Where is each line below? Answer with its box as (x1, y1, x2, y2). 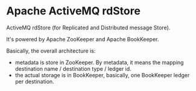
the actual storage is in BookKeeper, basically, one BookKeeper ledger (14, 71, 190, 78)
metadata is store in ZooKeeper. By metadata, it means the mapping (14, 59, 184, 66)
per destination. (14, 78, 54, 85)
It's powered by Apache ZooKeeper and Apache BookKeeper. (6, 35, 159, 43)
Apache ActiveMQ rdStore (6, 4, 141, 18)
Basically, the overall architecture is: (6, 47, 96, 54)
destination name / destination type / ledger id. (14, 65, 131, 72)
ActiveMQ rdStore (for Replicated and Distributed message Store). (6, 24, 171, 31)
